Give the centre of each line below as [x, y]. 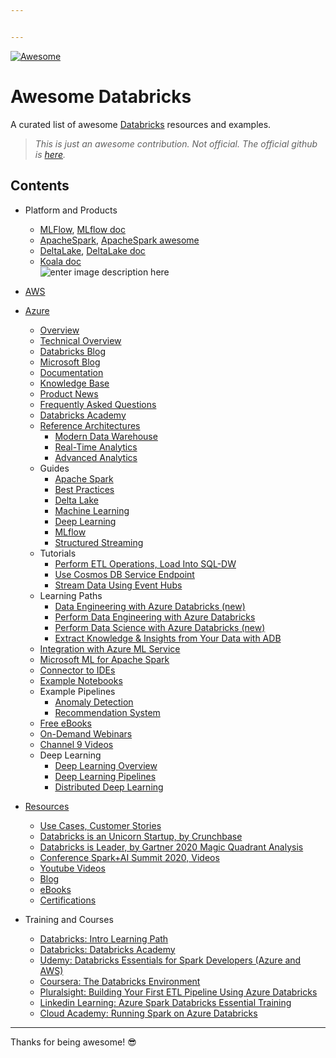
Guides [54, 468]
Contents [40, 186]
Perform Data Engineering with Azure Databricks [155, 617]
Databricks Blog [72, 351]
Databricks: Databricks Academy [107, 949]
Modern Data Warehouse [106, 436]
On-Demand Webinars [86, 733]
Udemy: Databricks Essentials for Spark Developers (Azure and [170, 960]
